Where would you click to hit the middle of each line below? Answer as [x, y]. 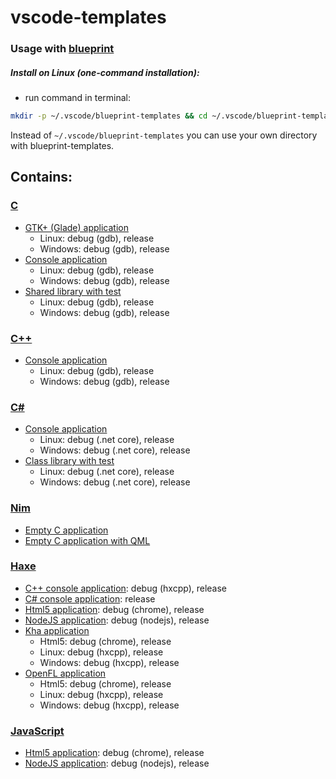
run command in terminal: [78, 98]
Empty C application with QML [87, 540]
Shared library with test [73, 291]
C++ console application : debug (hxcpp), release [126, 588]
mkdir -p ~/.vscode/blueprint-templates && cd [109, 116]
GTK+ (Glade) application [76, 227]
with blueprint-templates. [62, 145]
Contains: [41, 177]
